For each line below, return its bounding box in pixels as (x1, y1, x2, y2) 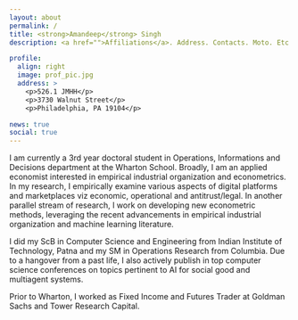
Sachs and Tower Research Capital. (9, 300, 140, 312)
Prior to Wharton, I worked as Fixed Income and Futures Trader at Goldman (9, 291, 286, 302)
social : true (9, 128, 58, 137)
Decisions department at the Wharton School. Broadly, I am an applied (9, 162, 268, 173)
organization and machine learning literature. (9, 219, 174, 230)
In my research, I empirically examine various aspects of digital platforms (9, 181, 278, 192)
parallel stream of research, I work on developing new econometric (9, 200, 256, 210)
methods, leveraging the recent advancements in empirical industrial (9, 209, 261, 220)
